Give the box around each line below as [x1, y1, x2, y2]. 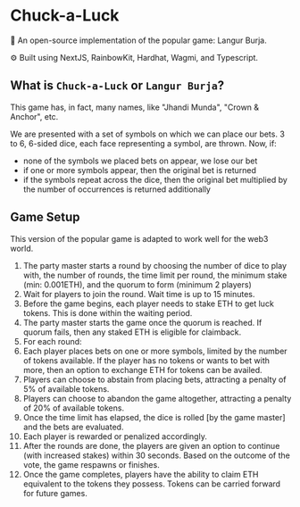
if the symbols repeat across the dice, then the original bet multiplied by [22, 174, 288, 185]
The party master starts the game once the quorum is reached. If [22, 317, 262, 328]
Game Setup [10, 210, 80, 225]
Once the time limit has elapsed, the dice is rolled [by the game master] [22, 411, 286, 422]
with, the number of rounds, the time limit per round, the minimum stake [22, 270, 287, 280]
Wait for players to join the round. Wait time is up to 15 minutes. [22, 288, 255, 299]
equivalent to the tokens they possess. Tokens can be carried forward [22, 478, 280, 489]
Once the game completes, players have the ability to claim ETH [22, 469, 259, 479]
